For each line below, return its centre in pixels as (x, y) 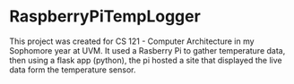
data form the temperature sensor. (73, 70)
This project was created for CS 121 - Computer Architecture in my (132, 41)
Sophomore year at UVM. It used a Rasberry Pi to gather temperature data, (147, 50)
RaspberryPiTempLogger (105, 17)
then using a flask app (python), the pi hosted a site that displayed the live (146, 60)
